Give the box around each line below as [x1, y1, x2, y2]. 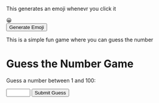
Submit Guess [34, 89, 66, 96]
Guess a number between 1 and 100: [6, 77, 96, 84]
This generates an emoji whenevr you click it [6, 5, 117, 12]
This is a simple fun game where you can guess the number [6, 36, 154, 43]
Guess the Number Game [6, 57, 134, 71]
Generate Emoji [9, 24, 44, 31]
